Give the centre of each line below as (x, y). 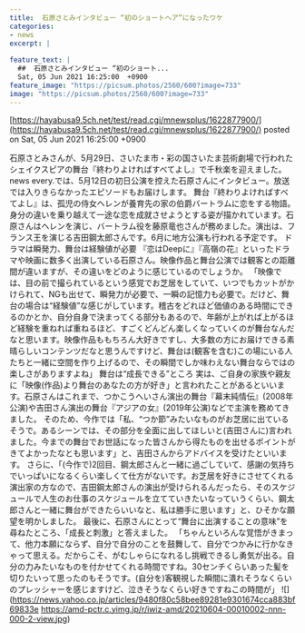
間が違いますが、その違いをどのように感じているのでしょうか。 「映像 (142, 271)
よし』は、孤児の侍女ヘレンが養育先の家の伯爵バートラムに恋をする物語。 (156, 203)
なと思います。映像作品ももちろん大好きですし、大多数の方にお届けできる (148, 339)
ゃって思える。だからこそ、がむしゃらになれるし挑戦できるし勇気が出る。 (148, 555)
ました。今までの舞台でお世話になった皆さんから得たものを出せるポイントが (152, 441)
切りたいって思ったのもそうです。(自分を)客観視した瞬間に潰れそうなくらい (151, 578)
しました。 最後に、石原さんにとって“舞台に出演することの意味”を (164, 521)
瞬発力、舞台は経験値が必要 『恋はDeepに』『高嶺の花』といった (153, 248)
